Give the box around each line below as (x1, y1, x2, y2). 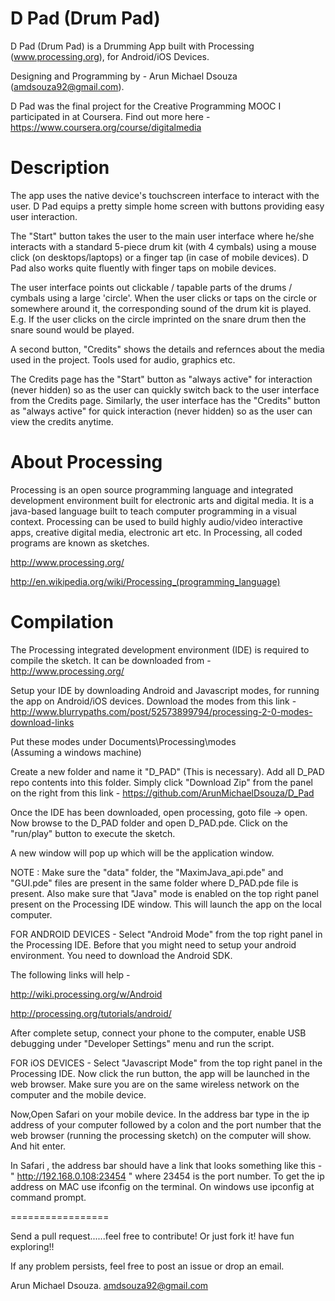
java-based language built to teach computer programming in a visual (10, 505, 297, 517)
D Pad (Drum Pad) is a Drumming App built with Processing (10, 40, 255, 52)
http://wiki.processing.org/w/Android (10, 988, 163, 1000)
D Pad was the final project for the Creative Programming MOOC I (10, 100, 282, 112)
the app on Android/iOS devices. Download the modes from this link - (10, 695, 297, 707)
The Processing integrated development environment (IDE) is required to (10, 643, 310, 656)
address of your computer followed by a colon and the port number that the (10, 1118, 322, 1131)
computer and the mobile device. (10, 1088, 147, 1101)
